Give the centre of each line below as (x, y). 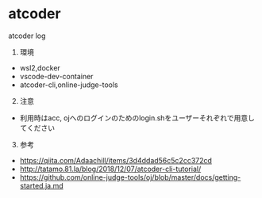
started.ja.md (41, 185)
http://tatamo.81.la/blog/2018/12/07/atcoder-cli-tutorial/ (110, 169)
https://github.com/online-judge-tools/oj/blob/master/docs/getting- (130, 177)
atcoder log (27, 36)
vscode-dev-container (56, 76)
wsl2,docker (40, 67)
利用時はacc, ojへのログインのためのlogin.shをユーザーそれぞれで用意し (137, 118)
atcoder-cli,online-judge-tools (69, 85)
